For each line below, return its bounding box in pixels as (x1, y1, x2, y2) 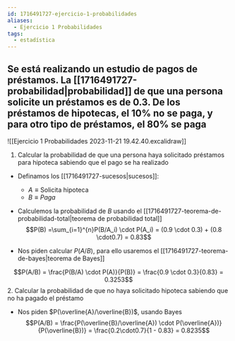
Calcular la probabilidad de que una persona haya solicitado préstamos (17, 150, 224, 159)
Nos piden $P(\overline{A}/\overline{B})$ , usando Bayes (17, 307, 182, 316)
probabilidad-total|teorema (17, 214, 97, 223)
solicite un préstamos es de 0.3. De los (7, 96, 181, 108)
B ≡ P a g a (28, 192, 56, 202)
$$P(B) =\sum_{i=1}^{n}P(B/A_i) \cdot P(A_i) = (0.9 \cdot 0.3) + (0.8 (25, 225, 222, 233)
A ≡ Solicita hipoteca (28, 185, 90, 194)
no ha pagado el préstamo (7, 294, 84, 302)
